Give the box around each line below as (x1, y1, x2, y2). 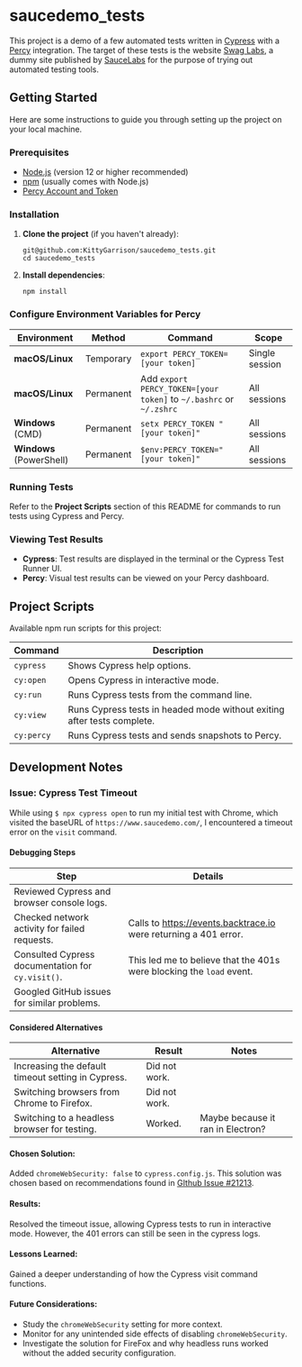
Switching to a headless (13, 1112, 115, 1125)
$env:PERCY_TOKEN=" (140, 444, 224, 455)
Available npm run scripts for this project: (9, 623, 162, 633)
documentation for (13, 959, 93, 971)
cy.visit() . (13, 971, 63, 983)
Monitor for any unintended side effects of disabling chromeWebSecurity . (22, 1328, 288, 1339)
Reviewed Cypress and (13, 885, 111, 898)
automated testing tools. (9, 64, 100, 75)
